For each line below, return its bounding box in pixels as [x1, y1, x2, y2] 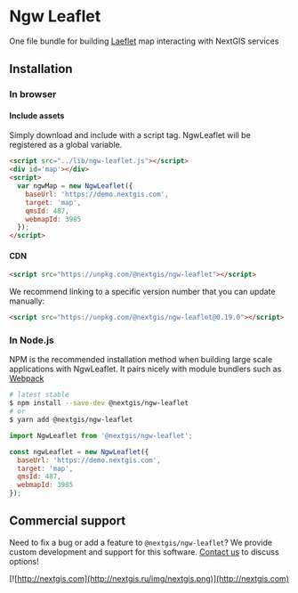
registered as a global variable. [9, 140, 123, 150]
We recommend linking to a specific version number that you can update [9, 287, 276, 297]
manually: [9, 296, 45, 306]
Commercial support [9, 514, 126, 529]
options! [9, 556, 40, 566]
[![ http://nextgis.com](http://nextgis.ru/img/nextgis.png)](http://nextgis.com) [9, 573, 289, 584]
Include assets [9, 110, 65, 121]
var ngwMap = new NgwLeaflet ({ [17, 182, 133, 191]
